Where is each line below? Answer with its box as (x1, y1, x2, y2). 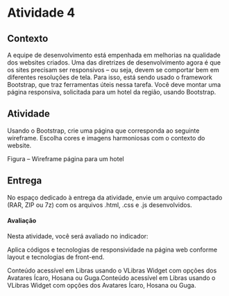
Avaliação (7, 217, 37, 225)
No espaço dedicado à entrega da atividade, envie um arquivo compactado (7, 193, 223, 202)
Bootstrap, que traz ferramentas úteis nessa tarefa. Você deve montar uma (7, 81, 221, 88)
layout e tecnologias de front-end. (7, 252, 105, 261)
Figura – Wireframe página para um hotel (7, 154, 124, 163)
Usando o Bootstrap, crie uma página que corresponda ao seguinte (7, 126, 200, 135)
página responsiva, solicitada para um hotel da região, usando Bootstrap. (7, 88, 217, 96)
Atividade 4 (7, 5, 76, 21)
